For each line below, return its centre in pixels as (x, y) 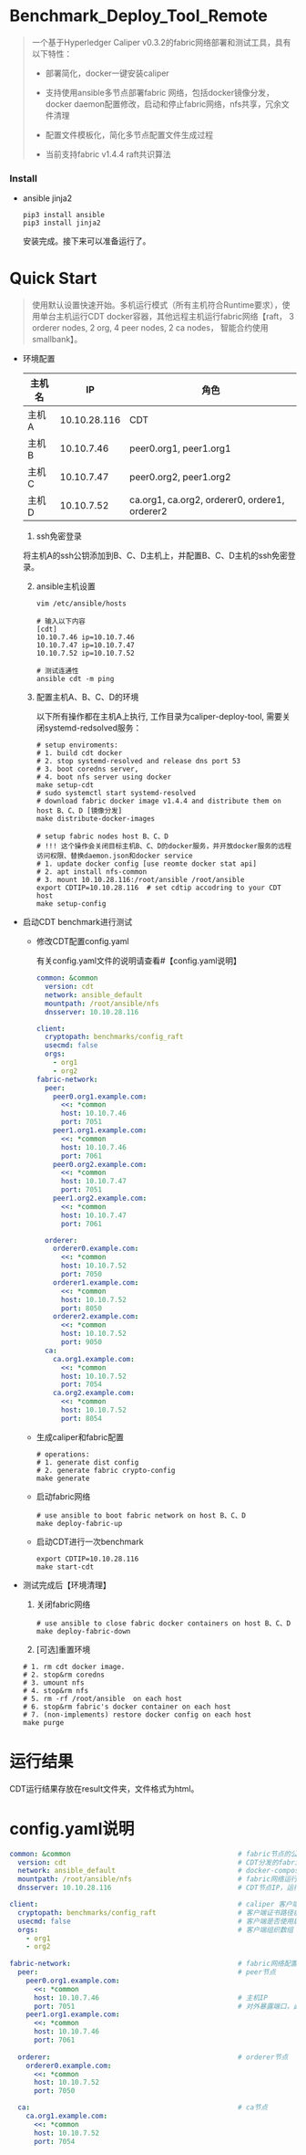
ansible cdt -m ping (75, 679)
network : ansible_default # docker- (146, 1871)
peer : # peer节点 (147, 1972)
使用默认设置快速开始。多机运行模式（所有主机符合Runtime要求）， (157, 305)
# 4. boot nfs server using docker (103, 777)
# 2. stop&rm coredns (63, 1675)
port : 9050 (82, 1342)
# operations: (63, 1454)
